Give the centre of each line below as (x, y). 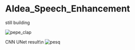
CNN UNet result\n (24, 42)
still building (17, 22)
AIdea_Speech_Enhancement (68, 9)
